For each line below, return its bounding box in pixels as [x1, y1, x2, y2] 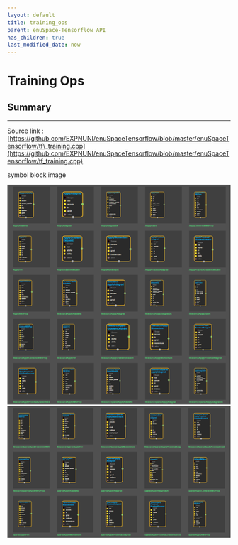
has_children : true [7, 34, 65, 41]
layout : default [7, 11, 55, 18]
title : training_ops [7, 18, 69, 26]
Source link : [7, 126, 44, 135]
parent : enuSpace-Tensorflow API [7, 26, 106, 33]
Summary [7, 101, 52, 113]
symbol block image [7, 171, 67, 179]
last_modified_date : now [7, 41, 81, 49]
